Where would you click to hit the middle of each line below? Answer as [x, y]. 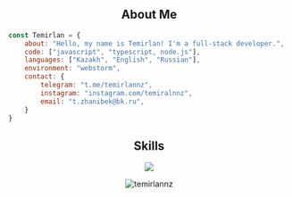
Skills [149, 146]
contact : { [45, 77]
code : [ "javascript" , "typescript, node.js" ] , [113, 52]
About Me [149, 15]
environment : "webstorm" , [73, 69]
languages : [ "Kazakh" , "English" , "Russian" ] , [113, 60]
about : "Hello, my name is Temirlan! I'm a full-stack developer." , [154, 44]
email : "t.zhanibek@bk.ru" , [92, 102]
